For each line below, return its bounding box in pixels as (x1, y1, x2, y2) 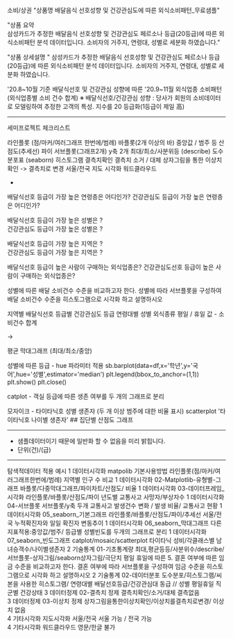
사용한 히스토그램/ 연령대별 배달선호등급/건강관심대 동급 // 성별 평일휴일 (19, 580, 214, 588)
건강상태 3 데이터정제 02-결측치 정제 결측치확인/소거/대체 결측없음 (19, 589, 200, 596)
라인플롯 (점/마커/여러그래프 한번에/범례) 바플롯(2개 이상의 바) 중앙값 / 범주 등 (7, 138, 217, 146)
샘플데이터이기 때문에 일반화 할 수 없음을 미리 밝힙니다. (17, 437, 166, 445)
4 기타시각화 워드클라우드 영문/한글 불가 (7, 623, 116, 631)
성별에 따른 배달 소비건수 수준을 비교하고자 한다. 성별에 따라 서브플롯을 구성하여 (7, 287, 222, 294)
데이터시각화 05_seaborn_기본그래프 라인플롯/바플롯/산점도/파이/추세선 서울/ (7, 510, 216, 519)
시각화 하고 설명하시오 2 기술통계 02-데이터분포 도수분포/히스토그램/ (31, 571, 217, 579)
